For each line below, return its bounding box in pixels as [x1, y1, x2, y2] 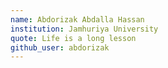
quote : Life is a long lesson [10, 33, 137, 43]
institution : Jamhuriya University [10, 24, 159, 34]
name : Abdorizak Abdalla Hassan [10, 14, 145, 25]
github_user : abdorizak [10, 42, 110, 53]
